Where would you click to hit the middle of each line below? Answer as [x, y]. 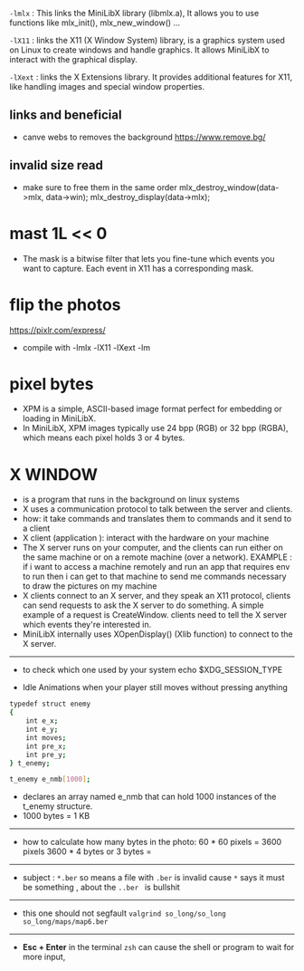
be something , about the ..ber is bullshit [101, 888]
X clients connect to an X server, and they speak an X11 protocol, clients [157, 596]
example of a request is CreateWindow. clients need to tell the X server [155, 615]
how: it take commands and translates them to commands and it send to [157, 519]
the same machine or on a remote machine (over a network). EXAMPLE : [157, 557]
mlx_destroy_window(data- [229, 187]
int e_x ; [42, 721]
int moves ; [46, 737]
